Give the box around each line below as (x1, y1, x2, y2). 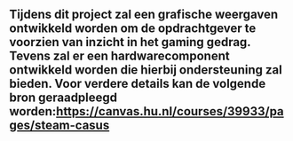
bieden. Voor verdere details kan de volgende (9, 76, 266, 91)
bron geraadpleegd (9, 90, 118, 106)
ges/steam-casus (9, 118, 110, 133)
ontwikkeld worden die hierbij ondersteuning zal (9, 62, 282, 78)
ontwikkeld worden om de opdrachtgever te (9, 21, 257, 36)
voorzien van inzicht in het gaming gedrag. (9, 35, 251, 50)
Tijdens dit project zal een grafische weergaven (9, 7, 279, 22)
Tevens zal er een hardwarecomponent (9, 49, 230, 64)
